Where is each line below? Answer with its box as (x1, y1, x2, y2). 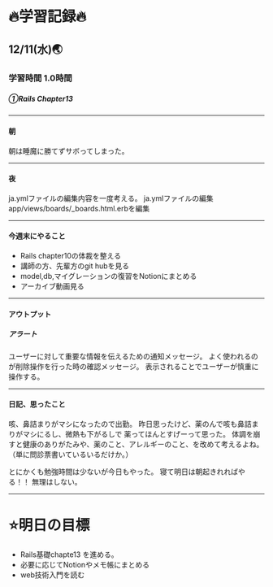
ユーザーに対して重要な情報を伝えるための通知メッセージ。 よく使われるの (8, 351, 258, 361)
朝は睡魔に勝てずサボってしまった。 (8, 146, 129, 155)
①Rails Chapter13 (8, 94, 73, 104)
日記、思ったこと (8, 399, 66, 409)
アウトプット (8, 309, 51, 319)
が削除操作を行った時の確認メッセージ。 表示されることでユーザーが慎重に (8, 361, 259, 371)
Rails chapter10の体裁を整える (19, 251, 122, 261)
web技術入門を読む (19, 570, 85, 580)
